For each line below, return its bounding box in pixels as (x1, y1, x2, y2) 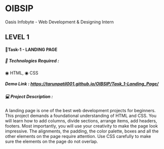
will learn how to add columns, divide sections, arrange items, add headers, (5, 118, 157, 124)
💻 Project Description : (5, 93, 53, 99)
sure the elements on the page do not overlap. (5, 139, 99, 145)
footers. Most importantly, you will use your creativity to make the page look (5, 123, 158, 129)
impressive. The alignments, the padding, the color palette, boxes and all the (5, 128, 159, 134)
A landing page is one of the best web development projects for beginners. (5, 108, 156, 114)
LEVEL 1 (5, 33, 29, 41)
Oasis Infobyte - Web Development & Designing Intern (5, 19, 114, 25)
